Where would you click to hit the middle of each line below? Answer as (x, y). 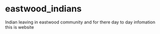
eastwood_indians (43, 9)
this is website (20, 27)
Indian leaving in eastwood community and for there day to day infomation (80, 22)
